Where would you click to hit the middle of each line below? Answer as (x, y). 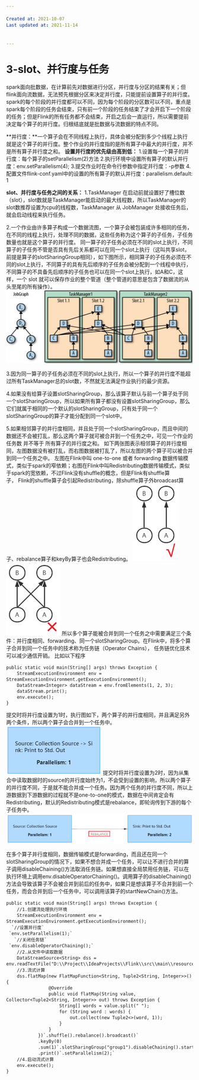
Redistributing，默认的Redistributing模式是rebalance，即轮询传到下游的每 (96, 802)
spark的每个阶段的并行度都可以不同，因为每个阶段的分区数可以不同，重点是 (99, 102)
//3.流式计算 (31, 970)
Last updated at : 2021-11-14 (42, 25)
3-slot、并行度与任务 (58, 70)
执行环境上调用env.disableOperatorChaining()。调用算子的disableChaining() (99, 877)
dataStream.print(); (42, 691)
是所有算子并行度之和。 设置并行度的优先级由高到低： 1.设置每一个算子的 (95, 152)
